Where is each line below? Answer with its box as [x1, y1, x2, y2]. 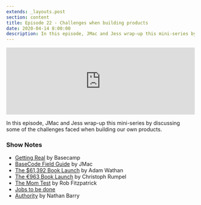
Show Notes [6, 141, 42, 149]
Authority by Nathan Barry [14, 192, 80, 200]
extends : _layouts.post [6, 8, 66, 15]
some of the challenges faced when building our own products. [6, 126, 163, 133]
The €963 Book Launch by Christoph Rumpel [14, 173, 127, 181]
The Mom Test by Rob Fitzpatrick [14, 179, 97, 187]
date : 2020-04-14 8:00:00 [6, 25, 71, 32]
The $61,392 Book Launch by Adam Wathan [14, 167, 124, 174]
